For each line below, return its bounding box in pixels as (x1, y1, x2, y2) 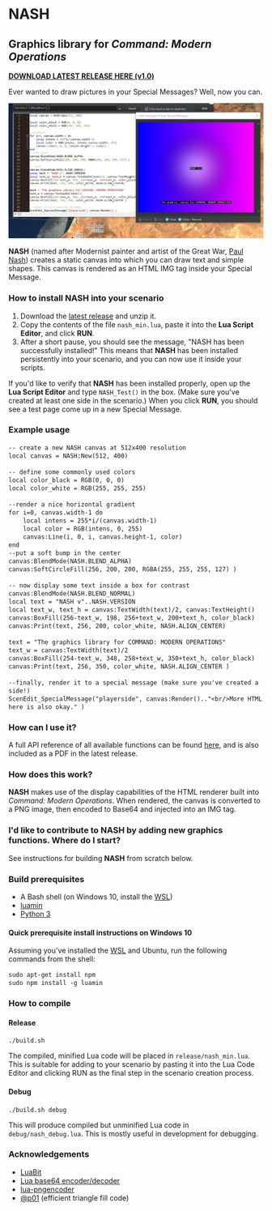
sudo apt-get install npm (8, 971, 96, 979)
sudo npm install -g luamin (8, 979, 104, 987)
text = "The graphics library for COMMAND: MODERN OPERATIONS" (8, 637, 227, 646)
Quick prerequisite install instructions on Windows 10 (8, 927, 193, 937)
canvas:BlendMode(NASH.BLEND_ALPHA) (8, 556, 132, 565)
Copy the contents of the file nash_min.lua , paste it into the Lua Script (19, 319, 254, 329)
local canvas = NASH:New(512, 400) (8, 451, 129, 460)
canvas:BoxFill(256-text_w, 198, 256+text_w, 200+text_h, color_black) (8, 613, 255, 622)
